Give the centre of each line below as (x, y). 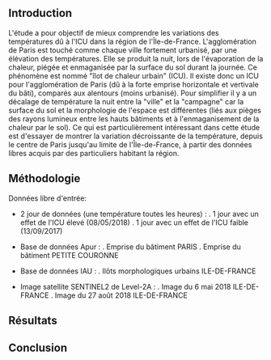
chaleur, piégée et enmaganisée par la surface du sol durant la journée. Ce (133, 67)
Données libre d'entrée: (48, 198)
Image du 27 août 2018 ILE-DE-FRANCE (121, 295)
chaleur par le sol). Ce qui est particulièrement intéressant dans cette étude (134, 127)
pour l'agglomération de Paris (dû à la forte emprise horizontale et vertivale (133, 84)
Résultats (33, 321)
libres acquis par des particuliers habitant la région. (94, 153)
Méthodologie (44, 178)
